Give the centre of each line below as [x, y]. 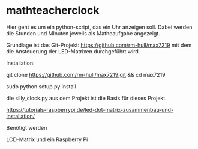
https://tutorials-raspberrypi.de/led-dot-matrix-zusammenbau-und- [90, 109]
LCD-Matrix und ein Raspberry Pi [47, 139]
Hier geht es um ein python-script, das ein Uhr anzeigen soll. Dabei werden [99, 27]
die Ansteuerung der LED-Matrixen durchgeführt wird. [73, 51]
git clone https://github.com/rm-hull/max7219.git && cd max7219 [86, 74]
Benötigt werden [27, 127]
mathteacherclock [53, 11]
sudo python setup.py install [41, 86]
